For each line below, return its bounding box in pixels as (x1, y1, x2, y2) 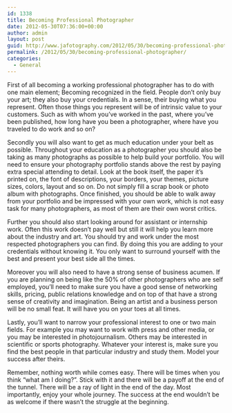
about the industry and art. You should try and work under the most (7, 232, 199, 241)
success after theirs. (7, 354, 66, 363)
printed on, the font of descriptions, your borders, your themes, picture (7, 174, 209, 183)
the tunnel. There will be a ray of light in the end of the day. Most (7, 383, 191, 391)
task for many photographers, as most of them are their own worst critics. (7, 204, 217, 212)
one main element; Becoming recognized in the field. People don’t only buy (7, 88, 221, 96)
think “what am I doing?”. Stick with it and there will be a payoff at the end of (7, 375, 224, 384)
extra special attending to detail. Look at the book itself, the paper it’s (7, 167, 204, 176)
